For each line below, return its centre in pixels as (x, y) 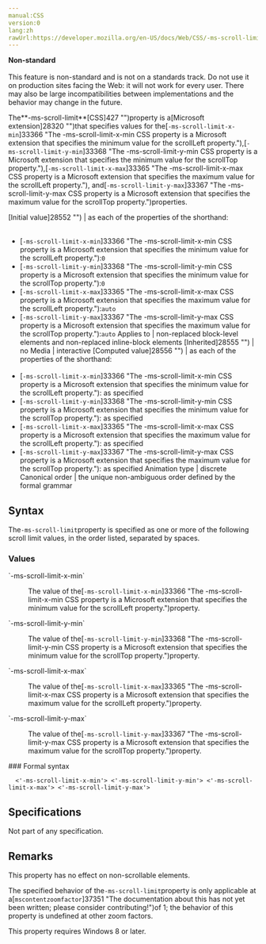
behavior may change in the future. (65, 102)
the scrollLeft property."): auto (68, 309)
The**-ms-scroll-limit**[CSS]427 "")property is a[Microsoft (106, 118)
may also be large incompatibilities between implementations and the (121, 94)
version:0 (25, 23)
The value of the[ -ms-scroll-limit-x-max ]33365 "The (116, 686)
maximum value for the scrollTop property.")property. (115, 751)
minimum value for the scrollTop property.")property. (114, 656)
